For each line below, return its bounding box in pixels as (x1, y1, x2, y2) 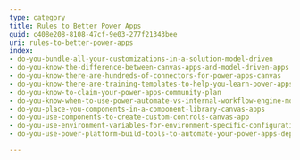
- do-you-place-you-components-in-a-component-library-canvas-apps (9, 105, 266, 114)
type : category (9, 13, 66, 22)
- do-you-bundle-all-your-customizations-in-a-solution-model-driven (9, 55, 274, 63)
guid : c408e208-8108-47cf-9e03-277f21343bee (9, 29, 178, 38)
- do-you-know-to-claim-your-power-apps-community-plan (9, 88, 221, 97)
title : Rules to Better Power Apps (9, 21, 142, 30)
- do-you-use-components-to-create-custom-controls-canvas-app (9, 113, 250, 122)
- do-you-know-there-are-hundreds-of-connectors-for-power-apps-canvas (9, 72, 281, 80)
